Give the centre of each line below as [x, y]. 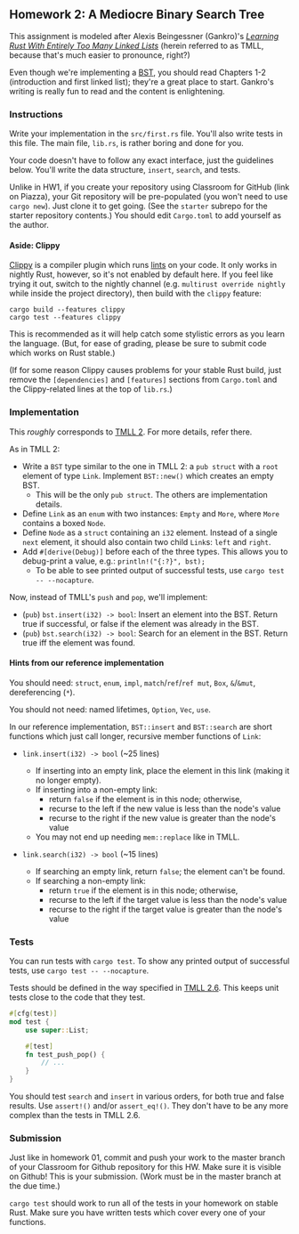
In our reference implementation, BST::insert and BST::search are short [141, 727]
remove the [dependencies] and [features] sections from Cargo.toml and [143, 380]
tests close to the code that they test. [77, 997]
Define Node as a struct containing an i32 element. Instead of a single [149, 532]
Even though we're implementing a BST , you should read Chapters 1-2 [138, 72]
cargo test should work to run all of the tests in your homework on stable [144, 1203]
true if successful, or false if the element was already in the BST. [141, 623]
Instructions [36, 114]
